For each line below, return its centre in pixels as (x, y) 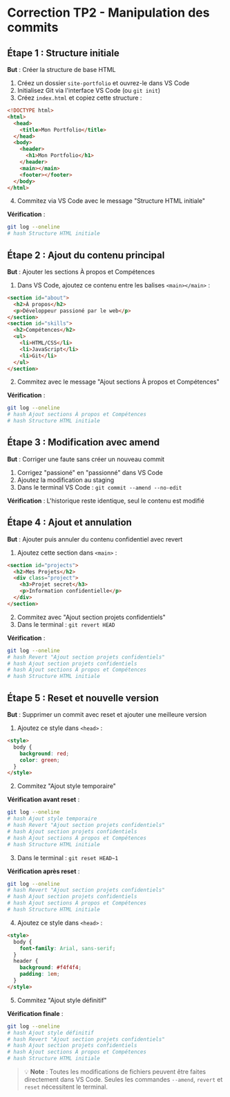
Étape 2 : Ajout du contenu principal (86, 255)
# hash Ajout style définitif (51, 1033)
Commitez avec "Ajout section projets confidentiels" (91, 617)
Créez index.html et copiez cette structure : (79, 98)
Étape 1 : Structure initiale (63, 53)
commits (33, 27)
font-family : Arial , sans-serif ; (68, 948)
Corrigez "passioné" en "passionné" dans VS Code (90, 472)
